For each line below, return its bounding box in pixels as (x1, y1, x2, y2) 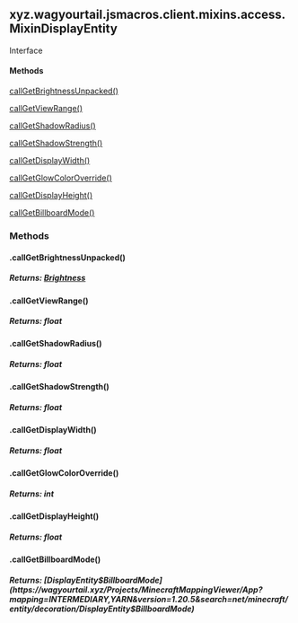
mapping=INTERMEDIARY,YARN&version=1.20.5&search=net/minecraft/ (9, 593, 289, 604)
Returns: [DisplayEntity (9, 575, 99, 585)
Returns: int (9, 488, 55, 499)
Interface (9, 45, 43, 56)
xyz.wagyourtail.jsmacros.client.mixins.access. (9, 7, 286, 22)
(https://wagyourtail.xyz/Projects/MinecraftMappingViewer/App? (9, 584, 263, 595)
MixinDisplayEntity (9, 22, 118, 37)
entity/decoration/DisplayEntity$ (9, 603, 136, 614)
